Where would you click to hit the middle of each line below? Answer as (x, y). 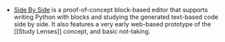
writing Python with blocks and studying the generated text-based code (116, 17)
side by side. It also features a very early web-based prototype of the (112, 24)
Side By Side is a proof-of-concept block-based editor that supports (111, 10)
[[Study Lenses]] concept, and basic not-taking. (82, 31)
